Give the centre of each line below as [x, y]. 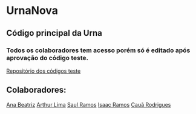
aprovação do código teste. [47, 58]
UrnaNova [32, 11]
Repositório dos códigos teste [44, 71]
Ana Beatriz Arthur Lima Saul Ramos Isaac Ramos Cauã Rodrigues [89, 104]
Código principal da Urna [54, 33]
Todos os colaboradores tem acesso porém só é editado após [98, 50]
